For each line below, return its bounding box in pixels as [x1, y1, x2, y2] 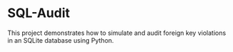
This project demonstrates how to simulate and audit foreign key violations [7, 28, 227, 37]
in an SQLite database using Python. [7, 36, 114, 44]
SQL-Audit [7, 5, 71, 21]
